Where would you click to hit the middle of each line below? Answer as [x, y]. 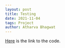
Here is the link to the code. [33, 41]
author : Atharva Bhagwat [30, 27]
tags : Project [20, 23]
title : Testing [21, 14]
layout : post [18, 9]
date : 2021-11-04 [23, 18]
